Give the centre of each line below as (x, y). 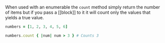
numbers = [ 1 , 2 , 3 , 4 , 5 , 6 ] (37, 27)
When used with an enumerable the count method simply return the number (83, 7)
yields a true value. (25, 18)
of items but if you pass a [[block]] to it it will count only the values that (78, 12)
